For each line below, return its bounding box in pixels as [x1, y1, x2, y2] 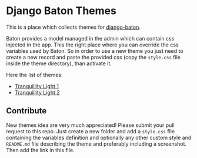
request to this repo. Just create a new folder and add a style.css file [6, 127, 175, 135]
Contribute [6, 106, 47, 116]
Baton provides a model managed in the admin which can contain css [6, 35, 175, 42]
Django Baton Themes [6, 4, 116, 18]
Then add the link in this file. [6, 146, 75, 153]
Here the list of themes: [6, 71, 63, 78]
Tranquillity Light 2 [14, 89, 60, 96]
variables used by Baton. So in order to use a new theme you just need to [6, 47, 183, 54]
